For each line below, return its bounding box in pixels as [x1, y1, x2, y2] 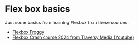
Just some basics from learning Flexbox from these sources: [5, 20, 129, 25]
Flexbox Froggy [12, 29, 45, 35]
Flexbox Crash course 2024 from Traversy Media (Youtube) [12, 34, 134, 40]
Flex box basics [5, 3, 70, 15]
